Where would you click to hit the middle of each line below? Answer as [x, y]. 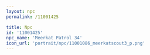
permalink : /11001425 [33, 17]
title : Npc [19, 27]
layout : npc [21, 11]
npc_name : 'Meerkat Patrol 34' [44, 38]
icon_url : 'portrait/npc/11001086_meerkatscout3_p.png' [76, 43]
